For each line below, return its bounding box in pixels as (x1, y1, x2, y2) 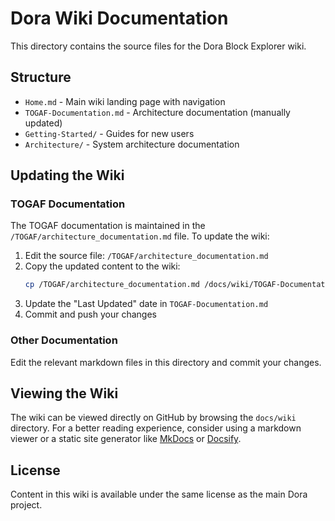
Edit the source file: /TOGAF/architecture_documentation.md (24, 250, 269, 262)
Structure (10, 69, 72, 86)
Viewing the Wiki (10, 385, 119, 402)
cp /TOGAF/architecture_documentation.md (24, 280, 200, 290)
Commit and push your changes (24, 308, 157, 321)
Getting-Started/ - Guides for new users (24, 127, 195, 139)
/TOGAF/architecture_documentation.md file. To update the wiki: (10, 230, 270, 242)
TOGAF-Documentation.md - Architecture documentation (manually (24, 106, 291, 118)
